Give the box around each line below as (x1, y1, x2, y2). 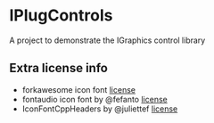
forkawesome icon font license (21, 84, 136, 94)
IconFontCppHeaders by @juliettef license (21, 103, 178, 114)
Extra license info (9, 61, 109, 76)
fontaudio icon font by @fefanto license (21, 94, 168, 104)
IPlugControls (9, 5, 113, 26)
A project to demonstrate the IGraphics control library (9, 35, 206, 45)
